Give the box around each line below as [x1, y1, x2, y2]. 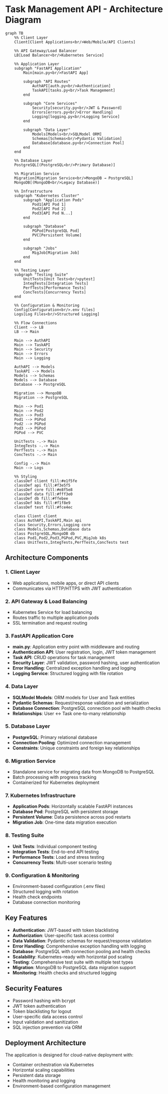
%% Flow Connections [14, 320, 57, 326]
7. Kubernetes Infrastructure [5, 792, 76, 799]
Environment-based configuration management [12, 1083, 111, 1089]
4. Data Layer [5, 683, 39, 690]
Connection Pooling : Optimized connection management [12, 739, 131, 745]
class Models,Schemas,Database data [14, 527, 91, 532]
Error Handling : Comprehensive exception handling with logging [12, 943, 146, 949]
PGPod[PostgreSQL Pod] [32, 228, 80, 233]
